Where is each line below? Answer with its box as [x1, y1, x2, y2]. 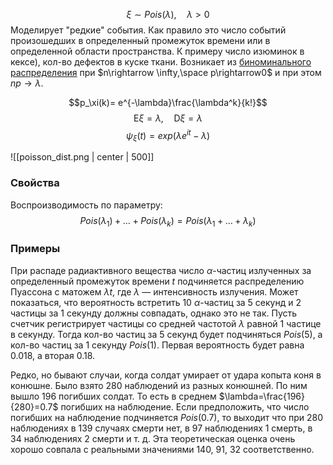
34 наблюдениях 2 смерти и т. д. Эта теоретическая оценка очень [10, 432, 296, 444]
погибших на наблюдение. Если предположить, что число [60, 400, 310, 413]
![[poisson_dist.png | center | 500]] [10, 151, 155, 163]
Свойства [10, 176, 60, 190]
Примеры [10, 242, 61, 256]
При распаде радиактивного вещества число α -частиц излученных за [10, 264, 312, 276]
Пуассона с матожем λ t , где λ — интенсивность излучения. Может [10, 285, 299, 298]
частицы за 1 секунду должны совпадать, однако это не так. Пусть [10, 307, 298, 319]
